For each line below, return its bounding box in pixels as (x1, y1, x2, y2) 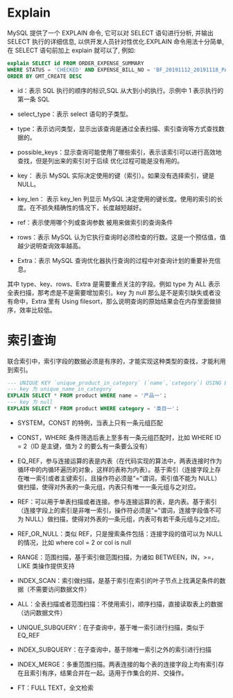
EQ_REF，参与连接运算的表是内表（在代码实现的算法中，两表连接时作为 (17, 457, 222, 465)
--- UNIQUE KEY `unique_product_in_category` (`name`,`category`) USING (7, 380, 222, 386)
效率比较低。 (19, 305, 56, 314)
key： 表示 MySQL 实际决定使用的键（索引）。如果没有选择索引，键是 (17, 171, 215, 180)
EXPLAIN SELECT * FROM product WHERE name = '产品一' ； (7, 392, 168, 400)
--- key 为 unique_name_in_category (7, 386, 112, 393)
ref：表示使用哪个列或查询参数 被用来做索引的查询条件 (17, 218, 173, 226)
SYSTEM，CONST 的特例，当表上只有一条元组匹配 (17, 418, 163, 427)
